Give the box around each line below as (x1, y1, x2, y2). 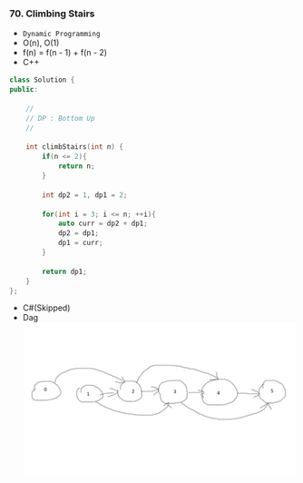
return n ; (57, 162, 95, 171)
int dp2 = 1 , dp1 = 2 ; (42, 190, 128, 200)
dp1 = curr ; (57, 239, 103, 248)
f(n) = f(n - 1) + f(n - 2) (22, 47, 107, 58)
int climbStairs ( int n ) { (25, 143, 124, 152)
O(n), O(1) (22, 37, 60, 48)
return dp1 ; (42, 267, 88, 276)
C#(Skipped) (22, 302, 71, 313)
